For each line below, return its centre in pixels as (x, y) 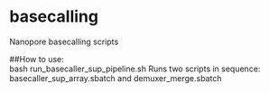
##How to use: (37, 59)
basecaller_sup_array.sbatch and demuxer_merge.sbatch (116, 78)
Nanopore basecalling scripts (64, 42)
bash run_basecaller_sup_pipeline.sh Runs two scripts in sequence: (135, 69)
